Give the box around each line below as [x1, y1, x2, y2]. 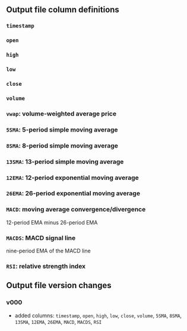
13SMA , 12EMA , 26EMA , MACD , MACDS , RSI [14, 318, 102, 325]
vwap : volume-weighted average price [6, 110, 117, 118]
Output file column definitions [6, 5, 120, 15]
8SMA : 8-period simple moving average [6, 141, 119, 149]
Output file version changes [6, 280, 112, 291]
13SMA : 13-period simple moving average [6, 157, 124, 165]
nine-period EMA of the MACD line [6, 247, 91, 255]
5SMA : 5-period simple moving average [6, 125, 118, 133]
